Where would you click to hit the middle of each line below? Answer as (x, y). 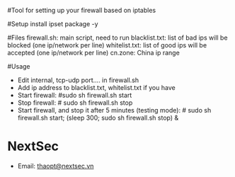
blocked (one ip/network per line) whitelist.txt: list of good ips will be (107, 45)
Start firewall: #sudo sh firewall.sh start (75, 95)
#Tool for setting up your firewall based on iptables (82, 10)
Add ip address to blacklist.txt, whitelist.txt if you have (96, 87)
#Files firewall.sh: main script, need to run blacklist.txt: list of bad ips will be (117, 38)
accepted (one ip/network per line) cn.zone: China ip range (94, 53)
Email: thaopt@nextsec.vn (56, 166)
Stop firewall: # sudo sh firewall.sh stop (75, 103)
